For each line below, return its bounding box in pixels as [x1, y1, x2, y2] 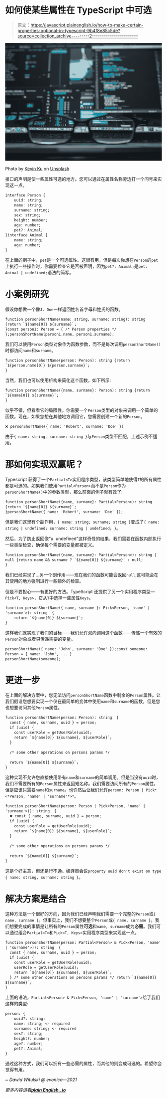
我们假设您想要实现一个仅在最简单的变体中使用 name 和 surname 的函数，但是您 [5, 698, 161, 704]
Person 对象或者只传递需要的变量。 [5, 636, 76, 642]
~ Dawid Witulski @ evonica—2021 [5, 1077, 77, 1083]
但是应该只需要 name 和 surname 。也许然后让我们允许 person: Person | [5, 786, 144, 793]
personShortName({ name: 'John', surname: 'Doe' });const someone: [5, 646, 148, 651]
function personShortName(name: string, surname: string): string [5, 317, 146, 322]
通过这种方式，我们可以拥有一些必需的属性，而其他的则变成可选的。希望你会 [5, 1060, 162, 1066]
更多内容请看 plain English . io [5, 1087, 66, 1093]
